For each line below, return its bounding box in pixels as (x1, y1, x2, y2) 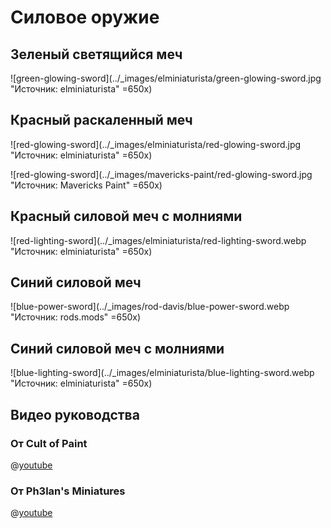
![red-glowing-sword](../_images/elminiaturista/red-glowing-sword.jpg (10, 138, 302, 150)
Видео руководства (10, 406, 140, 423)
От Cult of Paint (10, 436, 88, 450)
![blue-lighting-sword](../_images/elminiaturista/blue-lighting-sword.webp (10, 367, 315, 379)
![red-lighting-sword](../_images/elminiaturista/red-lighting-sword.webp (10, 234, 307, 246)
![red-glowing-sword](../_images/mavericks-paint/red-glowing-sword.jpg (10, 168, 313, 180)
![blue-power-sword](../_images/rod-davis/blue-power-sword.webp (10, 301, 290, 313)
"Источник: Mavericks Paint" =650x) (10, 179, 163, 191)
